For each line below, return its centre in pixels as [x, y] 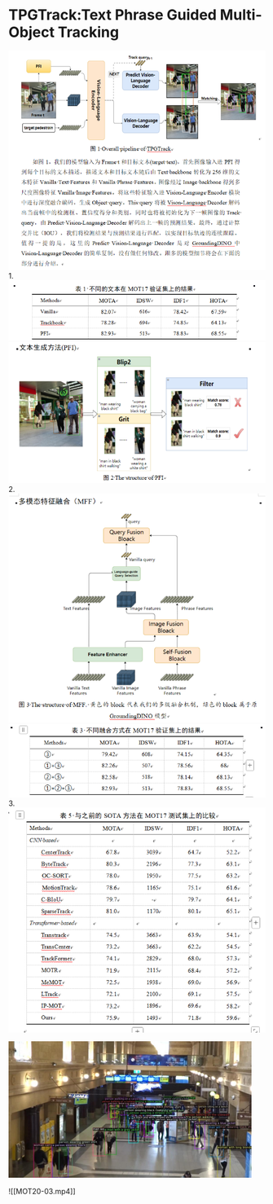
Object [32, 32]
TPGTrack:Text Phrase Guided [113, 15]
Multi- [241, 15]
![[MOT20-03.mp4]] [42, 1191]
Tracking [88, 32]
